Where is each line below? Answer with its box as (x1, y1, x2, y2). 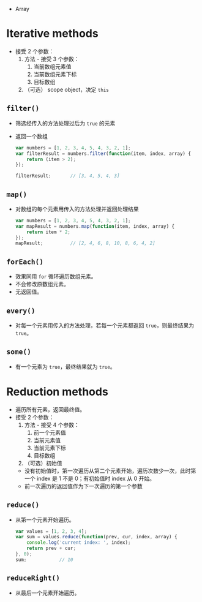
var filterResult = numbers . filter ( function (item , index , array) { (15, 150, 192, 157)
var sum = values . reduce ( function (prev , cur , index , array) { (15, 534, 178, 540)
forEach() (6, 257, 44, 266)
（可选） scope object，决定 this (24, 86, 109, 93)
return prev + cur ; (26, 545, 77, 552)
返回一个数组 (15, 132, 48, 140)
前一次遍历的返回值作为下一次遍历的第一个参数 (24, 482, 143, 489)
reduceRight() (6, 574, 60, 582)
